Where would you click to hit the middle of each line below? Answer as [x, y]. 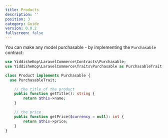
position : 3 [17, 19]
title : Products [22, 10]
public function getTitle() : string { [54, 94]
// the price [28, 112]
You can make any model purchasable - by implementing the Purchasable [81, 47]
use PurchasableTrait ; [33, 80]
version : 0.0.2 [21, 28]
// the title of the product [44, 89]
